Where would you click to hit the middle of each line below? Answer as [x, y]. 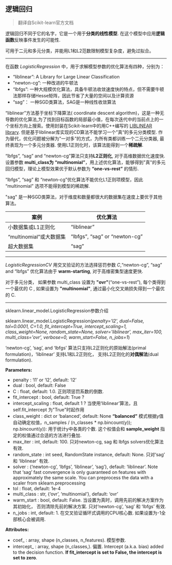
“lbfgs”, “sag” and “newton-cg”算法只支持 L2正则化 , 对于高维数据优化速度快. [85, 156]
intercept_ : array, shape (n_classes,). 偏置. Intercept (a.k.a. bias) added [88, 546]
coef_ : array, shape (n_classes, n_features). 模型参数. [69, 540]
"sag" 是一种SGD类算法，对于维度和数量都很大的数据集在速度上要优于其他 [84, 197]
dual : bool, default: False [39, 385]
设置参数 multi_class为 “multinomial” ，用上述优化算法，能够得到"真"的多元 [85, 162]
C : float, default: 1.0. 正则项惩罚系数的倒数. [58, 391]
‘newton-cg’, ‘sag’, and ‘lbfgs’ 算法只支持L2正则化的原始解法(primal [76, 348]
